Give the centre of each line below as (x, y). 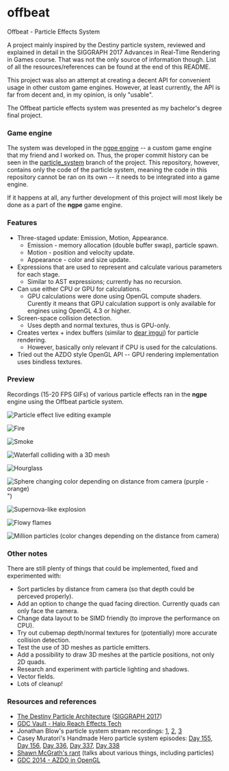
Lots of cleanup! (40, 684)
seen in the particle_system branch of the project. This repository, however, (113, 163)
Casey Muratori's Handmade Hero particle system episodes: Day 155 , (115, 738)
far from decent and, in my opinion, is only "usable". (80, 95)
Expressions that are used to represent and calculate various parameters (119, 267)
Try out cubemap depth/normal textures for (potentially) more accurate (117, 633)
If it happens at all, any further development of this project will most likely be (115, 198)
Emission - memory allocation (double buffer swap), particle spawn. (123, 245)
